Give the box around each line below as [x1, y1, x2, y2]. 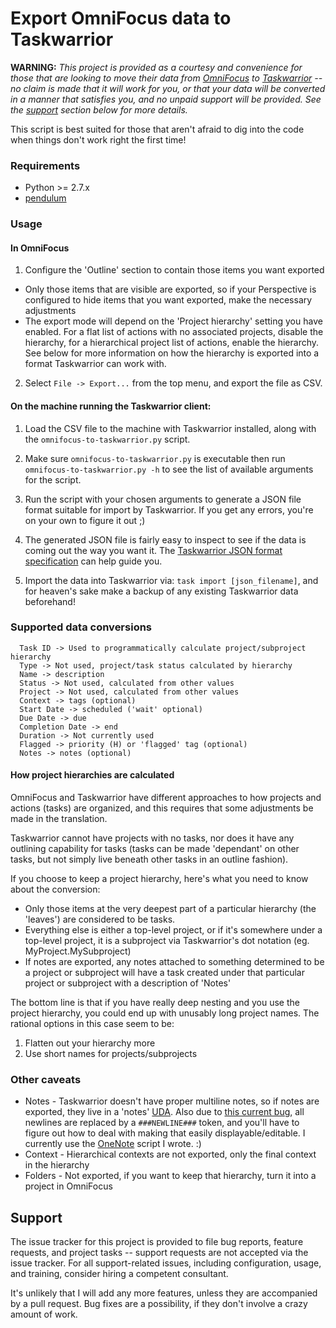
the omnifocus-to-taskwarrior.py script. [24, 433, 191, 445]
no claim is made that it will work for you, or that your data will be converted [10, 82, 326, 94]
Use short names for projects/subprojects [24, 1048, 198, 1060]
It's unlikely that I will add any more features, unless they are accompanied [10, 1287, 318, 1299]
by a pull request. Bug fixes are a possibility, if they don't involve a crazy [10, 1298, 308, 1310]
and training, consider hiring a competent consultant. [10, 1268, 229, 1280]
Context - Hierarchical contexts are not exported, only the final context [24, 1148, 317, 1161]
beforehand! [24, 595, 76, 607]
